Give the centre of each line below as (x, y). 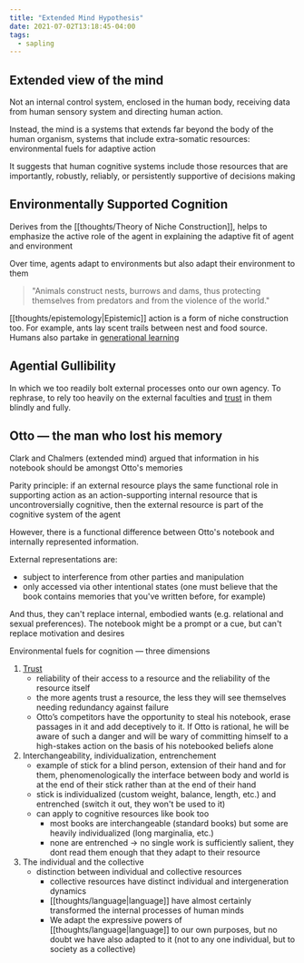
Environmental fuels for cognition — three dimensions (110, 651)
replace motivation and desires (67, 633)
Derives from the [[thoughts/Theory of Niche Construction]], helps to (138, 226)
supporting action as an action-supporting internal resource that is (134, 495)
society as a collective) (93, 948)
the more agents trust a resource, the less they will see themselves (161, 697)
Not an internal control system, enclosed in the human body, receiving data (150, 102)
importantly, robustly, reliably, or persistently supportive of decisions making (152, 176)
